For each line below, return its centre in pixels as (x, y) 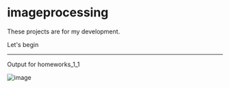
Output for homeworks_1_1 (43, 64)
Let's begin (23, 44)
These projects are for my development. (64, 31)
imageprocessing (58, 13)
